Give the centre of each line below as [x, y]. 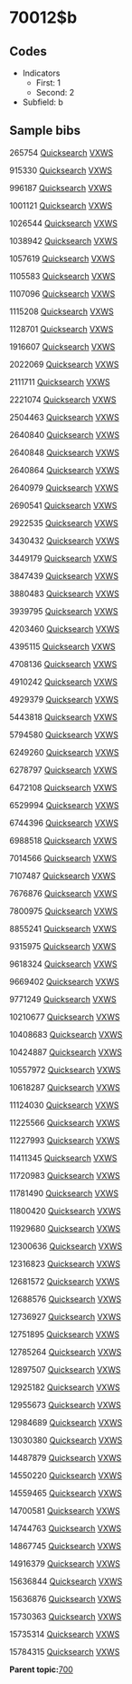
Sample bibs [45, 131]
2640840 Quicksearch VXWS [65, 434]
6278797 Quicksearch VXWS [63, 770]
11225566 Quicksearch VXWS [65, 1122]
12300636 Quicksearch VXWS [66, 1246]
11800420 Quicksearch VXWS [65, 1211]
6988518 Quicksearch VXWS [63, 840]
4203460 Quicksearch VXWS [65, 629]
